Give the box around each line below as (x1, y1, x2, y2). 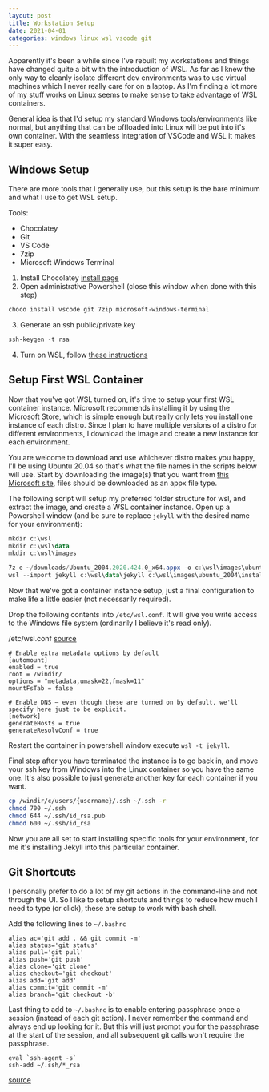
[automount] (8, 656, 48, 664)
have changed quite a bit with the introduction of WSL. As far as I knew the (8, 65, 255, 74)
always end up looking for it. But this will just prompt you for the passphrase (8, 1022, 259, 1031)
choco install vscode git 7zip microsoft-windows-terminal (8, 306, 210, 314)
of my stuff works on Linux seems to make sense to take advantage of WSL (8, 90, 258, 100)
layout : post (8, 11, 52, 20)
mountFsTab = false (8, 685, 74, 693)
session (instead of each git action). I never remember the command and (8, 1014, 249, 1023)
